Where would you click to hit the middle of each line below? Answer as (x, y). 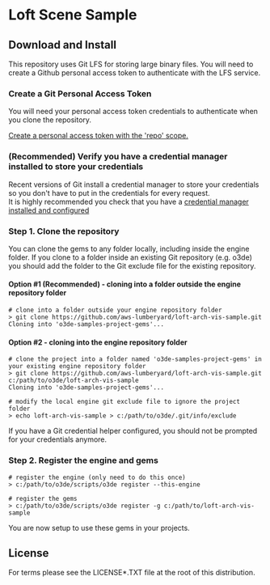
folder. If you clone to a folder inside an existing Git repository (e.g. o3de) (131, 257)
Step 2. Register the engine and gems (84, 460)
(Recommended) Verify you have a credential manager (118, 157)
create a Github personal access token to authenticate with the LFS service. (135, 73)
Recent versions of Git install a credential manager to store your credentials (134, 184)
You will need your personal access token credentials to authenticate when (133, 112)
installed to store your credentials (76, 167)
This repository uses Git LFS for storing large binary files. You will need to (131, 64)
